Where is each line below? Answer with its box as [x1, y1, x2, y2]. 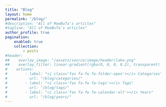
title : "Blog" [5, 7, 35, 12]
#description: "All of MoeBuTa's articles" [5, 21, 96, 26]
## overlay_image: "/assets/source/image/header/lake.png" [5, 58, 136, 63]
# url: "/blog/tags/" [5, 85, 70, 90]
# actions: [5, 67, 35, 72]
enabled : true [14, 39, 43, 44]
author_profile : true [5, 30, 50, 35]
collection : [14, 44, 39, 49]
